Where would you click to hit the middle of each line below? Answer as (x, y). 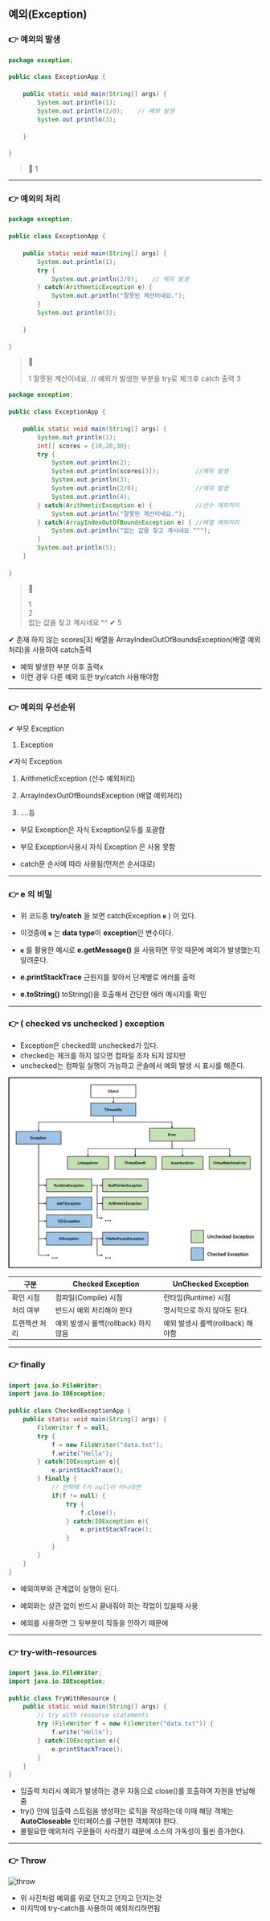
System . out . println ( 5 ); (77, 548)
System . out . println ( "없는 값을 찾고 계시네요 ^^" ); (131, 531)
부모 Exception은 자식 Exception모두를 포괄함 (92, 830)
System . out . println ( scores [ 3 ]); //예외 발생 (140, 472)
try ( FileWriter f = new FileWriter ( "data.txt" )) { (126, 1724)
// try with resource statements (93, 1715)
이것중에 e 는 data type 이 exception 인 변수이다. (97, 933)
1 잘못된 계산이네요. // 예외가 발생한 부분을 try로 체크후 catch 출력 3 (134, 379)
